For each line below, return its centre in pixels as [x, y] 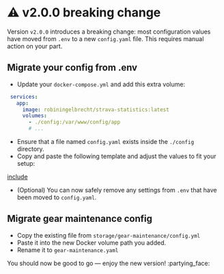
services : [24, 97]
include [18, 177]
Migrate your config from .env [72, 67]
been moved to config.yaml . [57, 197]
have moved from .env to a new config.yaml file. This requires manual [106, 38]
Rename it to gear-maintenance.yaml [68, 250]
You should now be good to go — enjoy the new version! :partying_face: [109, 263]
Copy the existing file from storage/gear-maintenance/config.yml [108, 235]
